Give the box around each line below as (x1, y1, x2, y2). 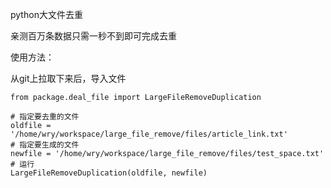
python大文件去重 (10, 9, 83, 20)
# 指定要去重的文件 (10, 112, 80, 122)
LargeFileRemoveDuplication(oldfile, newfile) (10, 168, 208, 178)
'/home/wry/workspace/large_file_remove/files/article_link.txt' (10, 129, 288, 139)
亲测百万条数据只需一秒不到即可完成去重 (10, 30, 177, 42)
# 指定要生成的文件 (10, 140, 80, 150)
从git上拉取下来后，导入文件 (10, 73, 127, 84)
